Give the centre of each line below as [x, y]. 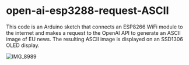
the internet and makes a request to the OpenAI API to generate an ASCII [93, 32]
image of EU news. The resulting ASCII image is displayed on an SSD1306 [95, 39]
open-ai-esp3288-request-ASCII [87, 11]
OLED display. [23, 45]
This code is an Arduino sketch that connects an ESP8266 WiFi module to [94, 27]
